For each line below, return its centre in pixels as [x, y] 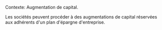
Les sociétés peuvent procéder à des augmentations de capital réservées [81, 17]
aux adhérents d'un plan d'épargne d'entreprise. [55, 22]
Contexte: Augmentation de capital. [42, 7]
